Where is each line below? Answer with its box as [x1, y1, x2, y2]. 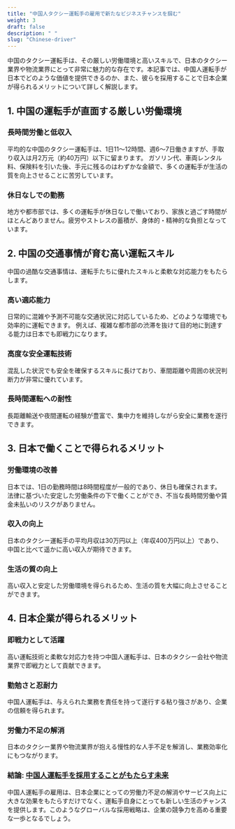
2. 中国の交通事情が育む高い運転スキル [7, 247, 175, 259]
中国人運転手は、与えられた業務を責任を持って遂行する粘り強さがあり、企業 [7, 698, 227, 706]
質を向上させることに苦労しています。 [7, 171, 117, 179]
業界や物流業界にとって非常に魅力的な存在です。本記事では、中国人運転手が [7, 65, 227, 73]
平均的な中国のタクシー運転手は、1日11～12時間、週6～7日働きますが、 [7, 145, 212, 153]
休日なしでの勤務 [7, 190, 65, 200]
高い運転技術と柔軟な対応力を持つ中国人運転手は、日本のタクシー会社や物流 [7, 652, 228, 661]
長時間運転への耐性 [7, 394, 72, 404]
